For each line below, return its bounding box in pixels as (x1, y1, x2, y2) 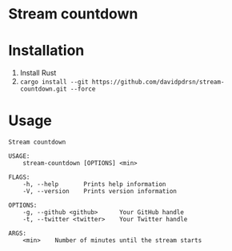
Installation (8, 42, 85, 60)
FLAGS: (8, 173, 30, 181)
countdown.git (19, 85, 67, 93)
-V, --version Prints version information (22, 188, 178, 196)
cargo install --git (19, 78, 89, 87)
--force (70, 85, 96, 93)
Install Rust (19, 68, 57, 78)
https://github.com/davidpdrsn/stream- (91, 78, 225, 87)
